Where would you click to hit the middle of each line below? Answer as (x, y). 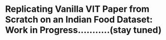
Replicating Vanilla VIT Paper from (77, 9)
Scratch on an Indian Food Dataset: (79, 20)
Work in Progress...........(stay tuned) (83, 30)
